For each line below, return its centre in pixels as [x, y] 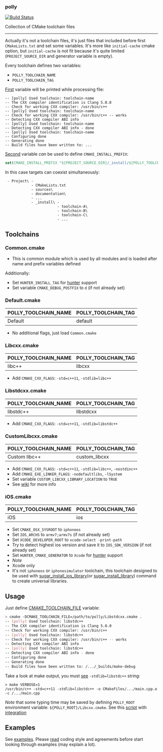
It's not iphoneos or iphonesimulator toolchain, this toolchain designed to [85, 571]
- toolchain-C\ [73, 215]
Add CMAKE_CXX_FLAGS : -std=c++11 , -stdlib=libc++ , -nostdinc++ [75, 469]
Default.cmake [23, 300]
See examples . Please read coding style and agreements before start [74, 739]
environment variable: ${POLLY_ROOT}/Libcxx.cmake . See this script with [76, 707]
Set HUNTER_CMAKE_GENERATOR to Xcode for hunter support [67, 555]
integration [16, 712]
